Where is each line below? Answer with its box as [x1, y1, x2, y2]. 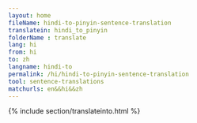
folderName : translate [8, 33, 87, 42]
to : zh [8, 56, 30, 64]
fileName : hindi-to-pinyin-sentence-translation [8, 19, 172, 27]
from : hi [8, 48, 37, 56]
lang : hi [8, 41, 37, 49]
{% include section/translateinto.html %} [8, 106, 141, 116]
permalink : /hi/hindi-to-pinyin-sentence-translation [8, 70, 190, 78]
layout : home [8, 11, 51, 20]
